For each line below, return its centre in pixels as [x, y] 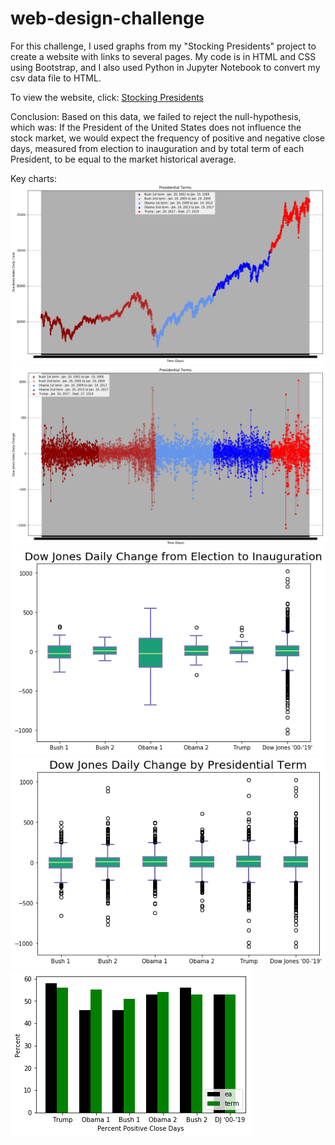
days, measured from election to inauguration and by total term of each [157, 148]
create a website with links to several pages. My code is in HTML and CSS [163, 56]
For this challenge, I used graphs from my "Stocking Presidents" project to [163, 46]
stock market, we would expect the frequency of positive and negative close [167, 138]
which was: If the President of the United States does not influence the [156, 127]
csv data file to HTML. [56, 78]
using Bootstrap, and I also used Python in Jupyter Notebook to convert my [165, 67]
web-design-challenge [107, 18]
